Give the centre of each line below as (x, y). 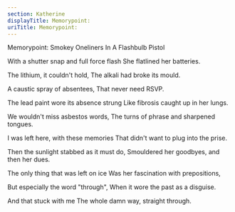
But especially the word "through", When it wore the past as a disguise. (112, 187)
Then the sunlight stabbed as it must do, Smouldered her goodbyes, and (114, 152)
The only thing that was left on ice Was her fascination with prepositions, (114, 173)
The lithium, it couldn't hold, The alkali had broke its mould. (94, 75)
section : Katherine (36, 14)
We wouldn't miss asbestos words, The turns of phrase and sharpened (111, 117)
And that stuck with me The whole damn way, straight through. (100, 201)
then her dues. (29, 160)
